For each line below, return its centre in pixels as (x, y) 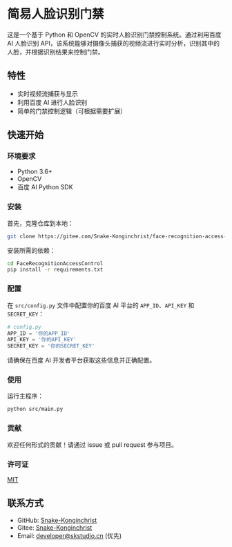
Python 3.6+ (35, 172)
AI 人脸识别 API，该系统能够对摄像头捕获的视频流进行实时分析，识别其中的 (113, 43)
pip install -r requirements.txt (55, 270)
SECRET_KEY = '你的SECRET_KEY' (51, 346)
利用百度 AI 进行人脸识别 (52, 102)
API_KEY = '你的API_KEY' (42, 340)
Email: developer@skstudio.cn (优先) (69, 535)
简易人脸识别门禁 (56, 14)
